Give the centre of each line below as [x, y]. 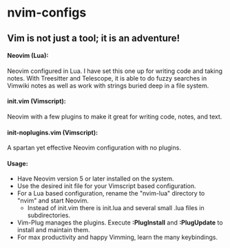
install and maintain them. [53, 230]
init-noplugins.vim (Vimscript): [53, 132]
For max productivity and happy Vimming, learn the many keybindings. [117, 237]
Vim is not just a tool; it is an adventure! [94, 38]
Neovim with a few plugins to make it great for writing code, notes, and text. [115, 116]
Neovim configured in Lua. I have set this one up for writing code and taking [115, 71]
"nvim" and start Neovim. [53, 200]
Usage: [18, 163]
